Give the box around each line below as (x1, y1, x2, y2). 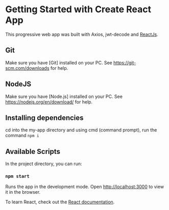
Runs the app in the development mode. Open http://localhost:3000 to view (5, 183, 164, 190)
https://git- (113, 60, 136, 66)
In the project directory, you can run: (5, 161, 82, 167)
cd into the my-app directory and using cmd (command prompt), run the (5, 127, 157, 133)
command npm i (5, 133, 39, 139)
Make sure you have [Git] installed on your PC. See (5, 60, 112, 66)
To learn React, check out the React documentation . (5, 199, 115, 205)
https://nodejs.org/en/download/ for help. (5, 98, 93, 105)
